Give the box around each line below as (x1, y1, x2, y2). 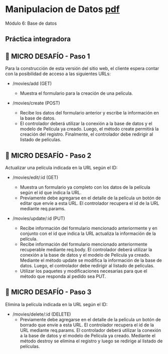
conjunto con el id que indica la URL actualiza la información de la (20, 230, 156, 237)
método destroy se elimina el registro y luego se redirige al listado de (20, 338, 163, 344)
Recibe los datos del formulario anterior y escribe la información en (20, 110, 159, 116)
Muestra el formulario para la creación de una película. (20, 90, 133, 96)
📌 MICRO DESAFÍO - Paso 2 (5, 151, 92, 160)
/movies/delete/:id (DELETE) (12, 311, 71, 317)
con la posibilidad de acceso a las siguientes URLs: (5, 71, 111, 77)
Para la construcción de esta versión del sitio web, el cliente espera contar (5, 66, 159, 72)
